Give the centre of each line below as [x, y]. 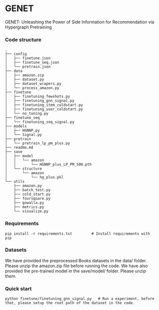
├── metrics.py [29, 207]
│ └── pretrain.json [28, 67]
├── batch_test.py [32, 190]
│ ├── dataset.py [25, 80]
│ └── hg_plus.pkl [34, 177]
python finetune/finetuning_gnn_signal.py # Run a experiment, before [80, 299]
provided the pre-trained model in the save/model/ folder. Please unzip [76, 271]
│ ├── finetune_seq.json [32, 63]
